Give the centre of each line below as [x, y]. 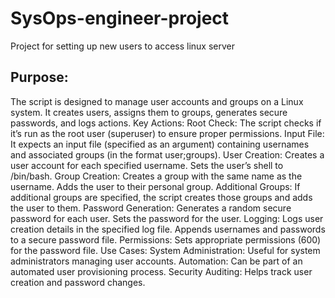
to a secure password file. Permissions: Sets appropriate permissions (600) [166, 239]
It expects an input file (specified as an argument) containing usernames [160, 144]
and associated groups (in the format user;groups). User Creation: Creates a [167, 154]
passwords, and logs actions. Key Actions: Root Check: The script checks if [166, 123]
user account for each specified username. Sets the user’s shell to [147, 165]
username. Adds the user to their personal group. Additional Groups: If [155, 186]
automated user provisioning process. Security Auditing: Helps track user [161, 271]
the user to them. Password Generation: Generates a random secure [151, 208]
